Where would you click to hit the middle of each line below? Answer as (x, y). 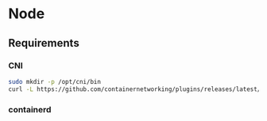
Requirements (44, 43)
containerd (30, 109)
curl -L (21, 89)
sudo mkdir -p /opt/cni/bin (55, 81)
